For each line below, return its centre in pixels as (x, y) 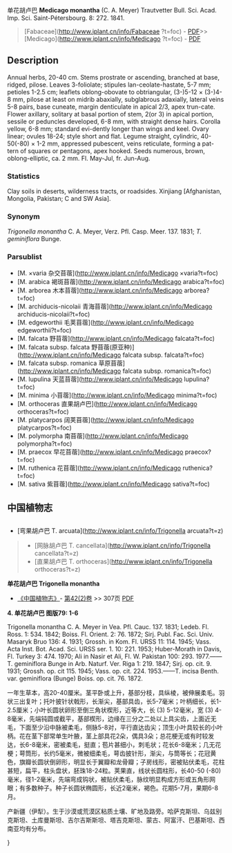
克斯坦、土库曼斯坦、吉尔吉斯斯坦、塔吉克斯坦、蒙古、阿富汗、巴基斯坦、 (113, 820)
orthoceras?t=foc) (43, 412)
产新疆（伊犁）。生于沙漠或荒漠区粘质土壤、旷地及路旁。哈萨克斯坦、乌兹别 (115, 811)
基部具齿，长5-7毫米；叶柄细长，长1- (169, 701)
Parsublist (25, 257)
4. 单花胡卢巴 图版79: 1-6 (43, 613)
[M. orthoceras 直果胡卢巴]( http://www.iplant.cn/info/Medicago (107, 403)
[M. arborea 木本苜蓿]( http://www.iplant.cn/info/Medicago (100, 290)
